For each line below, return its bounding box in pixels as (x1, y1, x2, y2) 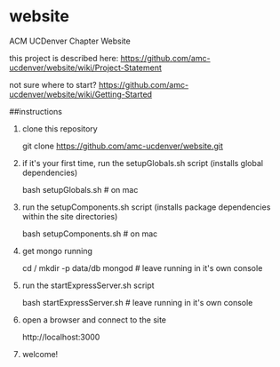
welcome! (21, 348, 59, 359)
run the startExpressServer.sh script (21, 280, 155, 291)
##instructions (9, 106, 62, 116)
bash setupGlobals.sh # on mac (21, 184, 139, 195)
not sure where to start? (9, 79, 97, 90)
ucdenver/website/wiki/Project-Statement (9, 62, 163, 73)
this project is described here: (9, 52, 119, 63)
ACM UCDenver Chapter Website (9, 36, 131, 46)
